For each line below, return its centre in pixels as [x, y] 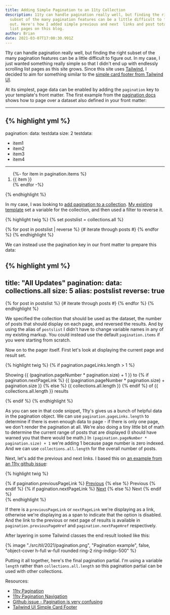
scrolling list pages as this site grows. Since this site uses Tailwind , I [76, 69]
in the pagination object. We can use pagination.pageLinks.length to [77, 416]
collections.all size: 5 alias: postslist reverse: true [85, 291]
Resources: [17, 581]
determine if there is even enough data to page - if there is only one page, [82, 421]
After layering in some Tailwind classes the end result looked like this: [78, 535]
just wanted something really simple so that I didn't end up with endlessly [82, 63]
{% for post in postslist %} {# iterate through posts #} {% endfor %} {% [80, 303]
